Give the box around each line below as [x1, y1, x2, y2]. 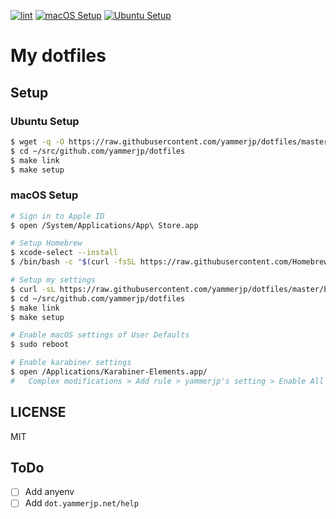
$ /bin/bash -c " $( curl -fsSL [10, 257, 137, 267]
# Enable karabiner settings [10, 358, 132, 368]
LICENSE [10, 404, 67, 421]
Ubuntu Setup [10, 114, 80, 128]
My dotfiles [10, 45, 107, 67]
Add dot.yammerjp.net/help [24, 497, 139, 509]
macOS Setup [10, 188, 79, 202]
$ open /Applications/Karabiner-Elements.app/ [10, 367, 208, 377]
